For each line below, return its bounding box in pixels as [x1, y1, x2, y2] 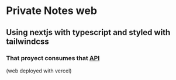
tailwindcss [6, 36, 50, 46]
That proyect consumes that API [6, 54, 100, 62]
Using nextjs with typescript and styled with [6, 27, 171, 37]
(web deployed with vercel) [6, 67, 72, 74]
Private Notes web [6, 4, 98, 18]
